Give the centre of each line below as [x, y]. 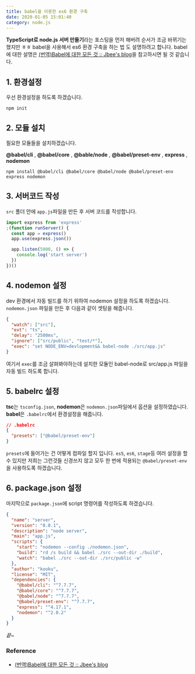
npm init [17, 108]
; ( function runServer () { [37, 228]
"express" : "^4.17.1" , [44, 607]
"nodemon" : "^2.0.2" [41, 612]
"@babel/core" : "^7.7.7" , [48, 591]
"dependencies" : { [34, 580]
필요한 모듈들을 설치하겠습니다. [41, 143]
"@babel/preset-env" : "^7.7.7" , [56, 601]
